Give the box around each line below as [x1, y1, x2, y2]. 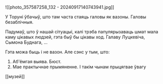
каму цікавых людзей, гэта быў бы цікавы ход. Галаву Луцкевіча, [5, 34, 145, 40]
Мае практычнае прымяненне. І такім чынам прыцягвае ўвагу [12, 64, 146, 70]
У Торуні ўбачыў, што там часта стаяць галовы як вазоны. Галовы [5, 14, 146, 19]
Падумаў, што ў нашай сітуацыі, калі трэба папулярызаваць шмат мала [5, 29, 158, 34]
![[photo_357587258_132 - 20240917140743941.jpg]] [5, 4, 114, 10]
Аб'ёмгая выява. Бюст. [12, 59, 62, 64]
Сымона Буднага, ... [5, 39, 48, 45]
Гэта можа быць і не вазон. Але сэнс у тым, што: [5, 49, 110, 55]
